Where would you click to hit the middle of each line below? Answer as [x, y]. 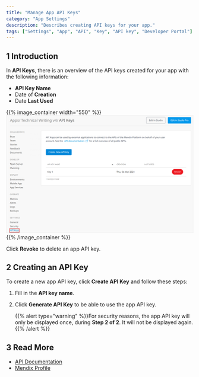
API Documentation [38, 362]
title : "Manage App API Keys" [44, 12]
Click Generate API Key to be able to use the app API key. [86, 305]
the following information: [37, 77]
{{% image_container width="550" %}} [54, 112]
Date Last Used [34, 101]
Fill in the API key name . [45, 293]
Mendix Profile [32, 368]
